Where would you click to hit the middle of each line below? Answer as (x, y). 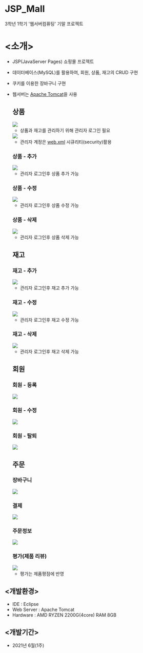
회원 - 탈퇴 (24, 436)
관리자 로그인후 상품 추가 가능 (49, 173)
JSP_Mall (25, 9)
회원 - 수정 (24, 410)
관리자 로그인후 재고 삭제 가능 (49, 351)
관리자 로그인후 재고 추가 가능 (49, 288)
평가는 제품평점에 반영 (42, 574)
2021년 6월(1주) (28, 645)
